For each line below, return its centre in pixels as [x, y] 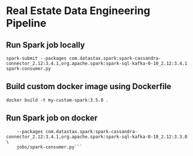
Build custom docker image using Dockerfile [89, 87]
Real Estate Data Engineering [78, 11]
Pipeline [26, 23]
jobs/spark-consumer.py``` [50, 147]
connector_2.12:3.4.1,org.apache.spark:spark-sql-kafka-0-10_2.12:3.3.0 [97, 137]
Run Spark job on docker [52, 118]
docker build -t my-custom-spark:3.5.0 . [57, 100]
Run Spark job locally [45, 45]
